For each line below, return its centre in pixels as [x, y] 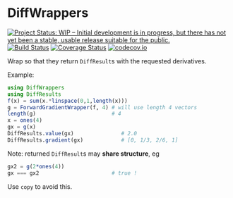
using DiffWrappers [36, 87]
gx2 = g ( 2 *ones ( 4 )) [36, 166]
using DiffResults [34, 94]
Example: [21, 75]
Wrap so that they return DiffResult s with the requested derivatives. [107, 61]
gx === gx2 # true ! [72, 173]
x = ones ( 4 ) [25, 120]
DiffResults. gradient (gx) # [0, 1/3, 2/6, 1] [93, 140]
